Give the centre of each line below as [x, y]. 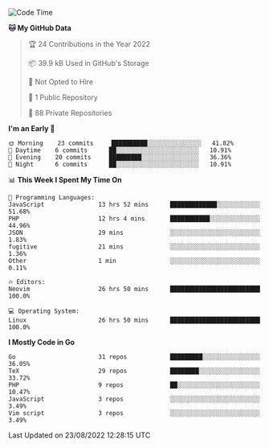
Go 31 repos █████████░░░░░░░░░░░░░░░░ [134, 357]
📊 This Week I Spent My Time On [65, 180]
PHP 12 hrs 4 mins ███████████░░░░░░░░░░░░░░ [134, 219]
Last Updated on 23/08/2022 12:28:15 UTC [79, 435]
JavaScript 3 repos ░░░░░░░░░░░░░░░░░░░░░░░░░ [134, 399]
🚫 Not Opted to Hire [61, 82]
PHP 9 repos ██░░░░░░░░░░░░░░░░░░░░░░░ [134, 385]
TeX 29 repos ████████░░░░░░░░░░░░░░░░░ [134, 371]
